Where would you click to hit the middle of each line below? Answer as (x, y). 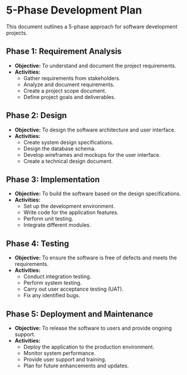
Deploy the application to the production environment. (89, 347)
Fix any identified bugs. (52, 295)
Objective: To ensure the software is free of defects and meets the (96, 258)
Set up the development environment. (69, 206)
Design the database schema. (59, 149)
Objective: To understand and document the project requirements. (95, 65)
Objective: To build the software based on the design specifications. (98, 194)
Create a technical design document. (68, 161)
